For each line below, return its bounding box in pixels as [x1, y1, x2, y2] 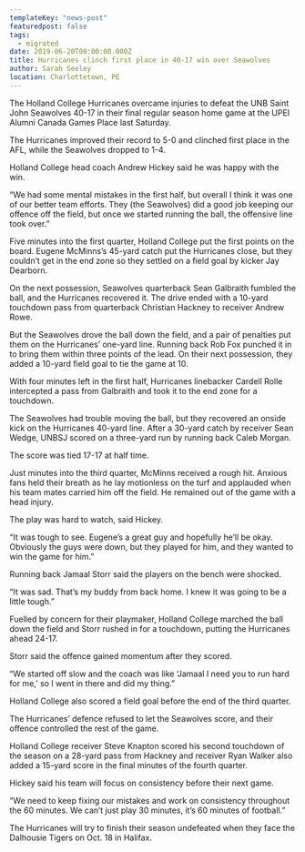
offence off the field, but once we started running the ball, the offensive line [9, 208, 293, 219]
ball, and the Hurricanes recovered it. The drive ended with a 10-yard [9, 292, 269, 303]
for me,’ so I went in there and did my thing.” [9, 677, 176, 688]
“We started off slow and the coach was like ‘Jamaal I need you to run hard [9, 668, 290, 679]
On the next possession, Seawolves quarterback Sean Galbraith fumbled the [9, 282, 297, 293]
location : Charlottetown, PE [9, 73, 120, 82]
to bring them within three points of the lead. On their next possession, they [9, 348, 293, 360]
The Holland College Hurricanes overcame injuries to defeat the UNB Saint [9, 97, 290, 108]
